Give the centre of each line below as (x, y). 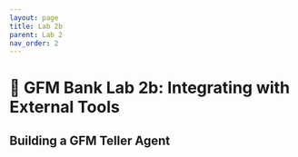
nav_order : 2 (34, 43)
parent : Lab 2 (36, 34)
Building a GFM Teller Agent (90, 140)
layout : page (34, 18)
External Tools (65, 108)
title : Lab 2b (36, 26)
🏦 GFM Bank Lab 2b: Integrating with (150, 88)
